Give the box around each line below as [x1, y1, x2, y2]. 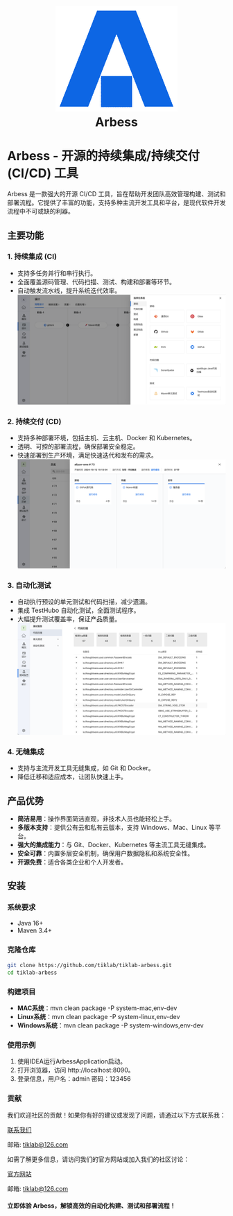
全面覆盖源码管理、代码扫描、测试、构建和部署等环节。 [17, 277, 175, 286]
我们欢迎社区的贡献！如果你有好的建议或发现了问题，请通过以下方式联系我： [7, 1111, 226, 1119]
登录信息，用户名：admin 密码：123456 [17, 1075, 132, 1083]
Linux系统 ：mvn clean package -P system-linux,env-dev [17, 1012, 180, 1020]
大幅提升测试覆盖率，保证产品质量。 [17, 615, 121, 623]
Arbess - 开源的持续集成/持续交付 [7, 148, 200, 164]
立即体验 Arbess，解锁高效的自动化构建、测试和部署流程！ [7, 1201, 176, 1210]
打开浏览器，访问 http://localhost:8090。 [17, 1066, 135, 1075]
